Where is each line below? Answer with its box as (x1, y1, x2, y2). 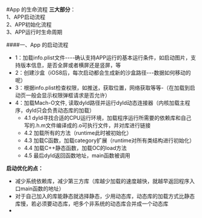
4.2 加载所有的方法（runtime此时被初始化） (24, 129, 132, 136)
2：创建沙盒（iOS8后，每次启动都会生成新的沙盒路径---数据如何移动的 (14, 69, 191, 76)
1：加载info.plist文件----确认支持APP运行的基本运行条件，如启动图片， (14, 54, 191, 61)
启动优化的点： (6, 165, 43, 172)
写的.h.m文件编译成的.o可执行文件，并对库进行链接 (24, 122, 151, 129)
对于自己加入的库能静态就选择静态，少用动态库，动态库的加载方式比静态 (14, 193, 195, 199)
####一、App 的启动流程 (6, 42, 69, 48)
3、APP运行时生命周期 (6, 28, 63, 36)
